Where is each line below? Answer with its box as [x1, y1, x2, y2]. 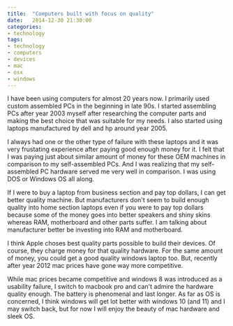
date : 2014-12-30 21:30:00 [7, 17, 92, 24]
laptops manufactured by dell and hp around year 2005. [7, 124, 168, 133]
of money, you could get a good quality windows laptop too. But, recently [7, 254, 218, 262]
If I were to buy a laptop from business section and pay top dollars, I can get [7, 188, 226, 197]
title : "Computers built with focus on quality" [7, 10, 155, 17]
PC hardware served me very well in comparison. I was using [40, 167, 216, 176]
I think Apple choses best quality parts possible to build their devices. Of [7, 239, 216, 248]
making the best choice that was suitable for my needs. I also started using [7, 117, 223, 125]
